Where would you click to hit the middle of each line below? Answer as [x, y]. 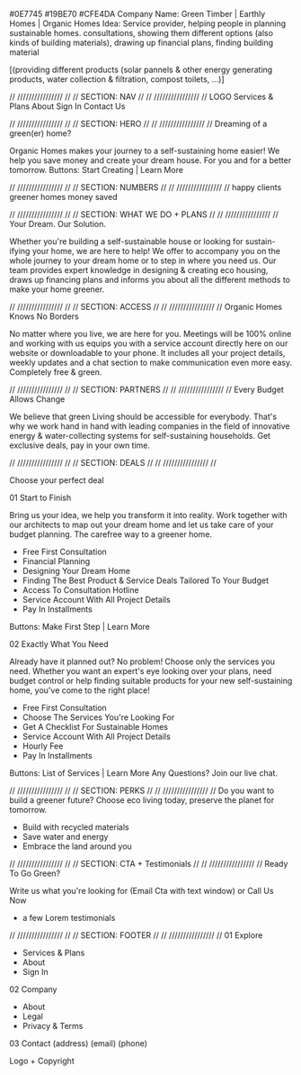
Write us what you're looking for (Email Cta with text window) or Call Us [142, 891]
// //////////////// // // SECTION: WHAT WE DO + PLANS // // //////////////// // [144, 214]
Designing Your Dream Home [76, 571]
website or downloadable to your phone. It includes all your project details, [147, 353]
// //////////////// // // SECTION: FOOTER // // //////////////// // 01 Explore [136, 935]
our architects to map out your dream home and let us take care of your [142, 524]
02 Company [33, 989]
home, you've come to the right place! [80, 690]
